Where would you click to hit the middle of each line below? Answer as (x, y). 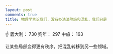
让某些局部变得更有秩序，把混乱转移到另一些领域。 (58, 46)
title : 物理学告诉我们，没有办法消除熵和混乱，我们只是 (56, 19)
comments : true (21, 15)
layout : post (19, 10)
